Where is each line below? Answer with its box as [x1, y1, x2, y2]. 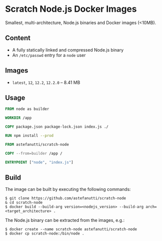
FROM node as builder [5, 107, 50, 111]
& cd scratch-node [5, 200, 43, 205]
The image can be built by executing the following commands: [5, 187, 131, 192]
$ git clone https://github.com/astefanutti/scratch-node [5, 196, 126, 201]
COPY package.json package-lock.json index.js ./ [5, 124, 109, 130]
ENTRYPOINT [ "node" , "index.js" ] [5, 160, 74, 165]
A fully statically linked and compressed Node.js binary [12, 47, 124, 53]
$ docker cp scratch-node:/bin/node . [5, 231, 84, 236]
